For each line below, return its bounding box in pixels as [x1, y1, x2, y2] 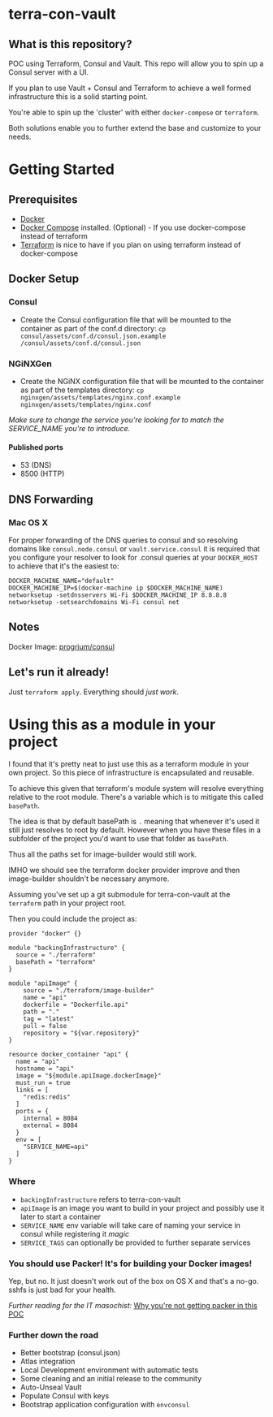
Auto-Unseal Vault [19, 1382, 82, 1393]
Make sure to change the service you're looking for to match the [8, 415, 225, 425]
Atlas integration [19, 1357, 76, 1367]
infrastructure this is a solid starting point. [8, 92, 149, 102]
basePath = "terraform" [15, 958, 96, 966]
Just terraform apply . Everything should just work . [8, 687, 180, 697]
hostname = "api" [15, 1065, 75, 1073]
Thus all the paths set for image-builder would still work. [8, 849, 197, 859]
